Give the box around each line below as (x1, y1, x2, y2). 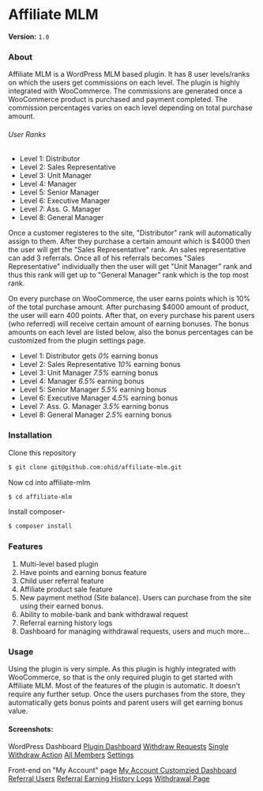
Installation (8, 430, 53, 441)
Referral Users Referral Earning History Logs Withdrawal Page (8, 774, 210, 784)
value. (8, 706, 28, 715)
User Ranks (8, 129, 46, 139)
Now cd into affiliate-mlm (8, 477, 91, 487)
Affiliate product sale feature (19, 584, 113, 594)
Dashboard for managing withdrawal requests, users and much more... (19, 626, 250, 636)
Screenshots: (8, 724, 54, 733)
